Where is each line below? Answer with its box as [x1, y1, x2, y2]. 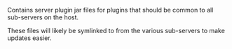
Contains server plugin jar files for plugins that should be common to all [7, 6, 214, 14]
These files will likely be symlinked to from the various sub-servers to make [7, 27, 226, 35]
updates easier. [7, 34, 52, 42]
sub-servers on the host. [7, 13, 79, 21]
